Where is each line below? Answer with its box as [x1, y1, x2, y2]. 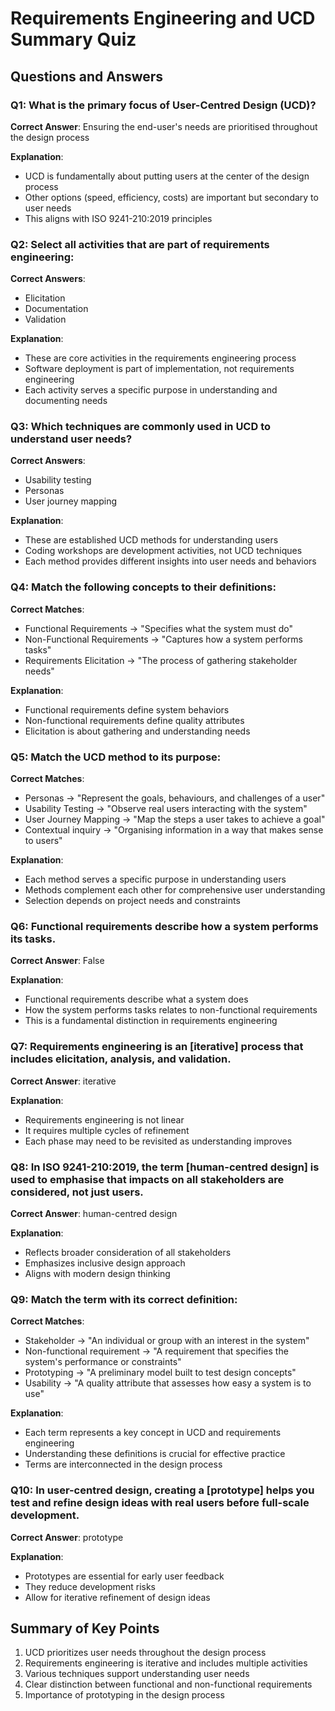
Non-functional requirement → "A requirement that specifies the [24, 1345, 289, 1357]
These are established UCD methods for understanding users [24, 534, 279, 546]
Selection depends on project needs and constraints [24, 895, 241, 907]
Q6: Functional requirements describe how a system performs [10, 919, 319, 933]
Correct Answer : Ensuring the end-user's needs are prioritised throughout [10, 120, 318, 132]
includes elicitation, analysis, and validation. [10, 1052, 232, 1066]
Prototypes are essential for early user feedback [24, 1570, 225, 1582]
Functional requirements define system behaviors [24, 703, 230, 716]
